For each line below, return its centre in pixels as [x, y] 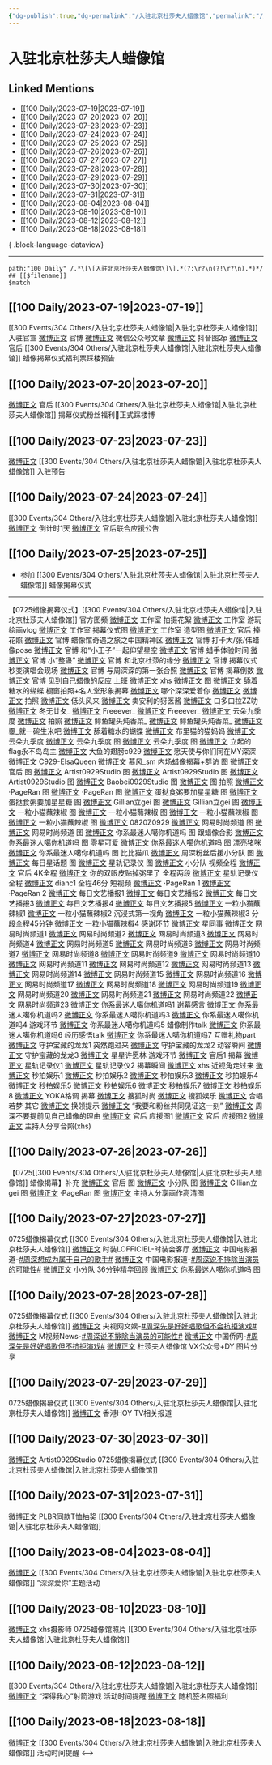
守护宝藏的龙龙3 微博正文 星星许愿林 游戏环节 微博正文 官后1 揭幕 [133, 1055]
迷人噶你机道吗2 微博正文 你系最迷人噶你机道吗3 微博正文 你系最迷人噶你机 [134, 1014]
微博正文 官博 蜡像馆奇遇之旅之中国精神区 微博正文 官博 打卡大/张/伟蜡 [142, 640]
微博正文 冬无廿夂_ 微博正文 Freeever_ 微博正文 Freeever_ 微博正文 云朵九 [132, 710]
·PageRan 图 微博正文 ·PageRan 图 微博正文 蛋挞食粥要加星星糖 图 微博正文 [133, 791]
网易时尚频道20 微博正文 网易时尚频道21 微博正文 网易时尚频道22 [126, 994]
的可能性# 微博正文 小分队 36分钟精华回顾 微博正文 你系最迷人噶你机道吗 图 [134, 1269]
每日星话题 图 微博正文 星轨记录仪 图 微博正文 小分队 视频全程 [134, 863]
